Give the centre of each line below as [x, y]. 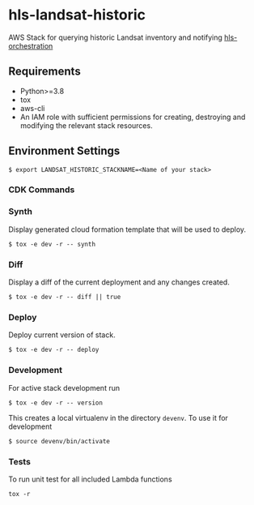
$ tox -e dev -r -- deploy [54, 350]
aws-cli [32, 108]
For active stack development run [64, 387]
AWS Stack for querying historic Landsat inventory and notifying [115, 37]
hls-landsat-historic [77, 15]
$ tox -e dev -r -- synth [52, 244]
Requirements [44, 72]
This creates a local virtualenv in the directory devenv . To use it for [119, 417]
